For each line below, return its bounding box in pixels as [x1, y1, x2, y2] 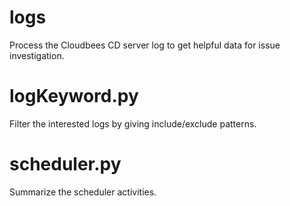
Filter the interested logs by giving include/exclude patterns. [9, 117, 257, 130]
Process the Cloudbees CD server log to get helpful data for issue [9, 39, 281, 51]
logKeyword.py [9, 85, 139, 108]
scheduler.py [9, 153, 122, 176]
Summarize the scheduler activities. [9, 186, 157, 198]
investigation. [9, 49, 65, 61]
